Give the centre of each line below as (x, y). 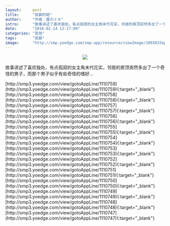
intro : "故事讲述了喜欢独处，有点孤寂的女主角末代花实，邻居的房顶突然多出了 (82, 24)
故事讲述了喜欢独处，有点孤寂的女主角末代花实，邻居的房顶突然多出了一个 (83, 67)
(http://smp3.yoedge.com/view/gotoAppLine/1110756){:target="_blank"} (80, 121)
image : (12, 43)
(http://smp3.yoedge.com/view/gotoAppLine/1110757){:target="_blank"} (80, 110)
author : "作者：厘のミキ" (34, 19)
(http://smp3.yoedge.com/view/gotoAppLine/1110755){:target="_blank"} (80, 132)
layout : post (24, 10)
